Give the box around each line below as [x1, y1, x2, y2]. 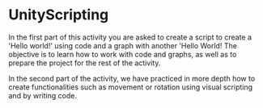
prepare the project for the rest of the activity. [8, 58, 161, 68]
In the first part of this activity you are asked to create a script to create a [8, 32, 252, 42]
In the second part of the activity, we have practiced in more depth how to [8, 73, 256, 83]
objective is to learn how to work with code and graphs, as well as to [8, 49, 237, 59]
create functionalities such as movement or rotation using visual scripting [8, 82, 253, 92]
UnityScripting [8, 6, 109, 24]
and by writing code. [8, 90, 77, 100]
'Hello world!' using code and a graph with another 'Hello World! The [8, 40, 237, 50]
